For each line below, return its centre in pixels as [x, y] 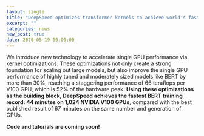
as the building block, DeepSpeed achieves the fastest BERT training [95, 96]
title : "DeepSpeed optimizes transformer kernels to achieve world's [96, 18]
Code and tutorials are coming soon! [53, 127]
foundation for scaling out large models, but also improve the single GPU [97, 70]
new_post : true [25, 34]
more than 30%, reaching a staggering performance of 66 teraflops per [96, 83]
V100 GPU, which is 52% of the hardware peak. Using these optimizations [100, 89]
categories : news [28, 29]
